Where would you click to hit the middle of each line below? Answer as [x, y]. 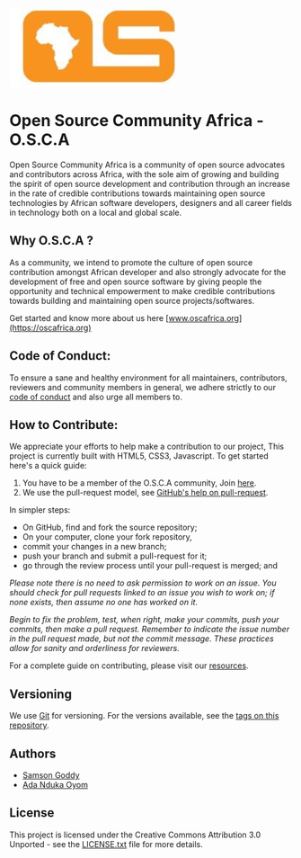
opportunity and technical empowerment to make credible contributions [142, 290]
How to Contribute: [64, 425]
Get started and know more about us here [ [89, 317]
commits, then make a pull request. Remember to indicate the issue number [150, 630]
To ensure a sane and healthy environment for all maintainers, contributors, [148, 378]
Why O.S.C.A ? [52, 241]
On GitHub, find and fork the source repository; [110, 527]
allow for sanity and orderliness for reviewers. [94, 648]
